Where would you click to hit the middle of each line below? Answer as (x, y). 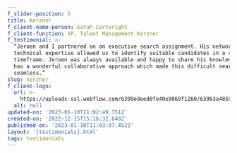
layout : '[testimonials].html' (53, 132)
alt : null (28, 106)
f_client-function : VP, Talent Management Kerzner (83, 33)
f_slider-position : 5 (39, 14)
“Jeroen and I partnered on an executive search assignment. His (112, 47)
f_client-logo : (30, 86)
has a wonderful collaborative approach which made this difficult (115, 66)
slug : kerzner (28, 79)
